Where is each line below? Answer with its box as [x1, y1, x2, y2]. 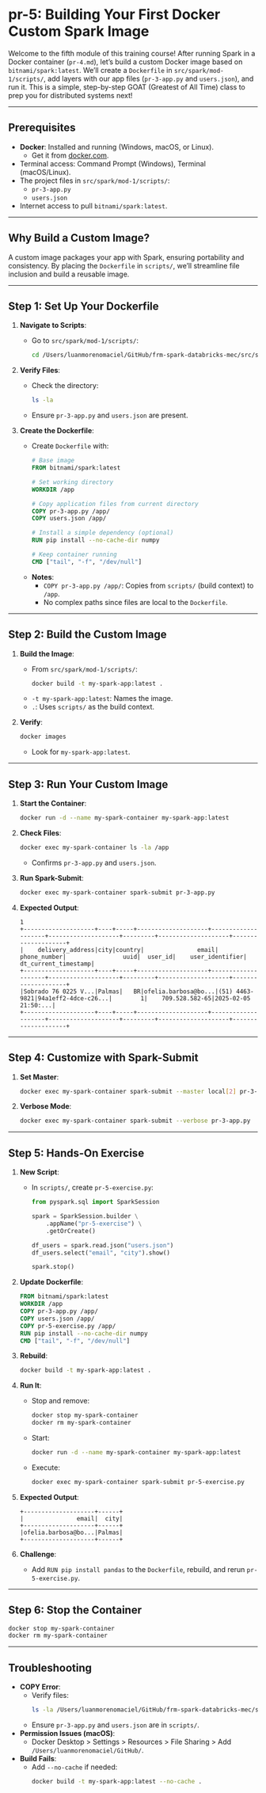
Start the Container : [19, 798, 87, 809]
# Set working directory [31, 478, 114, 486]
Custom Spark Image [8, 22, 150, 40]
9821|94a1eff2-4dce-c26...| [19, 994, 112, 1003]
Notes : [31, 572, 55, 581]
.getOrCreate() [46, 1227, 97, 1235]
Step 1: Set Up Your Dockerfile [8, 299, 160, 313]
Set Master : [19, 1072, 59, 1082]
